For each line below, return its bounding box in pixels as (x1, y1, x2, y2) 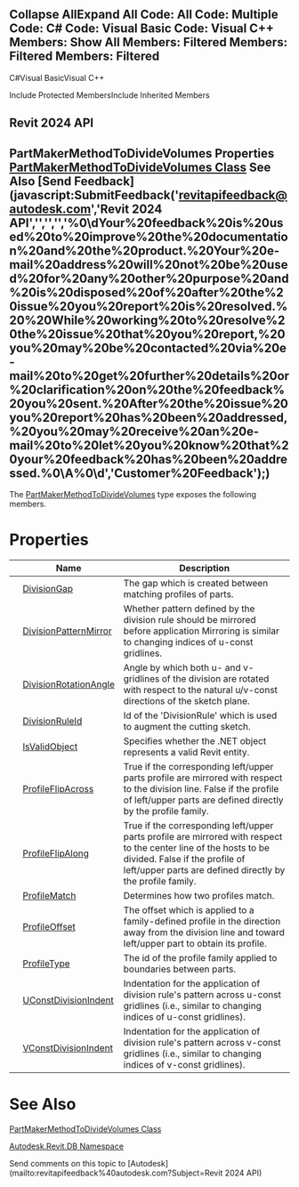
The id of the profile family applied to (123, 951, 278, 964)
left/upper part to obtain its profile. (123, 937, 267, 949)
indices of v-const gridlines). (123, 1058, 246, 1070)
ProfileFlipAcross (22, 782, 94, 795)
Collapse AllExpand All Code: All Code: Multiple (9, 7, 279, 22)
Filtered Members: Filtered (9, 49, 160, 64)
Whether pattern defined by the (123, 602, 255, 615)
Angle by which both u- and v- (123, 661, 255, 674)
